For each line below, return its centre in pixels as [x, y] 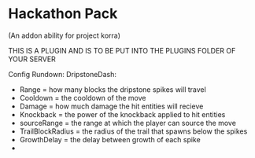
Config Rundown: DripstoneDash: [62, 74]
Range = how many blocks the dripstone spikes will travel [113, 89]
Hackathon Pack [63, 14]
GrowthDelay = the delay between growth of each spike [110, 139]
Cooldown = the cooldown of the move [83, 97]
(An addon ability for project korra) [64, 35]
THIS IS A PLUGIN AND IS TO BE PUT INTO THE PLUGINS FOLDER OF [122, 50]
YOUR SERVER [32, 59]
